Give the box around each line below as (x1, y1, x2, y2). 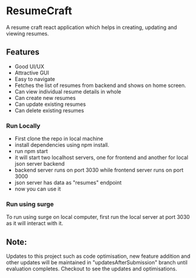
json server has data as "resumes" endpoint (14, 179, 122, 186)
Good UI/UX (14, 63, 44, 70)
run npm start (14, 148, 48, 155)
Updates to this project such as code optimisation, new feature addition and (6, 253, 191, 260)
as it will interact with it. (6, 220, 64, 227)
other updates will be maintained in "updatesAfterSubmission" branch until (6, 259, 188, 266)
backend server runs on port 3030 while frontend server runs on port (14, 167, 184, 174)
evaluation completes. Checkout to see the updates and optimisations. (6, 265, 177, 273)
